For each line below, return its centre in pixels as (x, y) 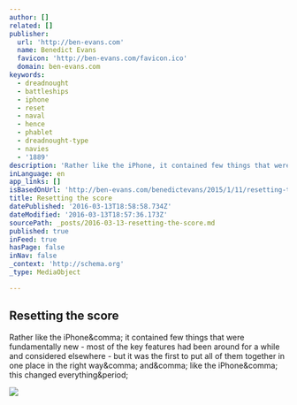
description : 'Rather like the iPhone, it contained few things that (140, 165)
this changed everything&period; (69, 374)
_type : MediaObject (45, 272)
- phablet (35, 133)
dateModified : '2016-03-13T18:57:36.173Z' (88, 214)
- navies (33, 149)
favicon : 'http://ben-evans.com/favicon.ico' (103, 58)
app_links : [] (35, 182)
